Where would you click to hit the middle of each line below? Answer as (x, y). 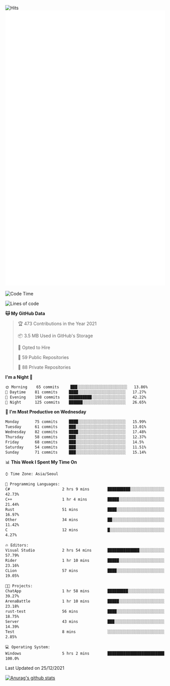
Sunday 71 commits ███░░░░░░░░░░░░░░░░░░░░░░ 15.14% (76, 452)
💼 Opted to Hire (34, 348)
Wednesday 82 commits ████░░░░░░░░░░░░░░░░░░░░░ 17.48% (76, 432)
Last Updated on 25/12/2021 (35, 668)
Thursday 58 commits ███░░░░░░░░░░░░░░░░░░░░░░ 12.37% (76, 437)
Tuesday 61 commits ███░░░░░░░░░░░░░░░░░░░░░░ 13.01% (76, 427)
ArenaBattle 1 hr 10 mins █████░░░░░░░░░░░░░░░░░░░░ (85, 601)
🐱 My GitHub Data (25, 314)
